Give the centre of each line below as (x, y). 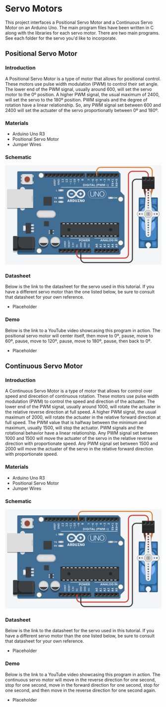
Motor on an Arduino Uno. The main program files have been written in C (80, 27)
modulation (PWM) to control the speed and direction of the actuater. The (80, 401)
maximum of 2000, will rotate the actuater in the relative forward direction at (83, 417)
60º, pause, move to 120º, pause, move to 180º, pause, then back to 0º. (79, 341)
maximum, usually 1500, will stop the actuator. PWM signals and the (74, 428)
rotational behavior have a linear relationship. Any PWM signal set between (82, 433)
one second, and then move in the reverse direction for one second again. (81, 690)
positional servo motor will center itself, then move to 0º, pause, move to (79, 335)
